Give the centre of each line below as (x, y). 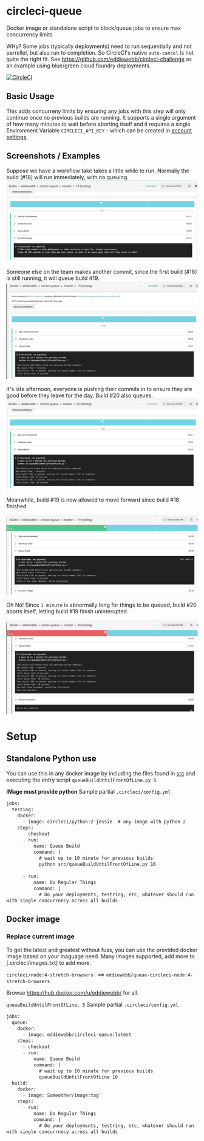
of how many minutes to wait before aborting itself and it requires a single (98, 124)
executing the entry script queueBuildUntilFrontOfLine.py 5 (81, 780)
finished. (17, 506)
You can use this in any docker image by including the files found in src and (101, 773)
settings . (17, 137)
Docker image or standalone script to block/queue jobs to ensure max (93, 28)
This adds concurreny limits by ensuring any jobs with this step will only (96, 111)
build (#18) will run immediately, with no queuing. (67, 177)
